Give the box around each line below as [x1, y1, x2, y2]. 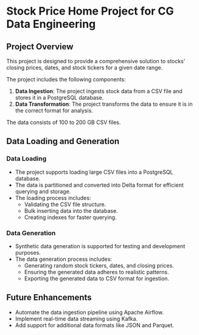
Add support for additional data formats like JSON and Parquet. [15, 321, 175, 329]
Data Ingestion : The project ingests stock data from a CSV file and [15, 88, 183, 95]
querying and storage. [15, 187, 71, 195]
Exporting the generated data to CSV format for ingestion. [24, 275, 169, 282]
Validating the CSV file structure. [24, 201, 106, 208]
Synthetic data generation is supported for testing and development [15, 242, 186, 250]
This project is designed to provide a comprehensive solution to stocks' [6, 58, 186, 64]
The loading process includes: [15, 194, 91, 201]
